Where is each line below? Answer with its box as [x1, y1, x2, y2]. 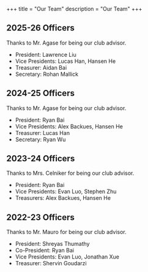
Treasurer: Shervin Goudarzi [15, 260, 87, 267]
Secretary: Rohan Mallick [15, 70, 78, 78]
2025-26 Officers [6, 23, 75, 33]
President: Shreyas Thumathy [15, 240, 90, 248]
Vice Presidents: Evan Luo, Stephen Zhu [15, 188, 117, 195]
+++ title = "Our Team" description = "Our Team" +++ [6, 6, 142, 12]
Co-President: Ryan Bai [15, 247, 75, 254]
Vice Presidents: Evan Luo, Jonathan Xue [15, 253, 119, 260]
